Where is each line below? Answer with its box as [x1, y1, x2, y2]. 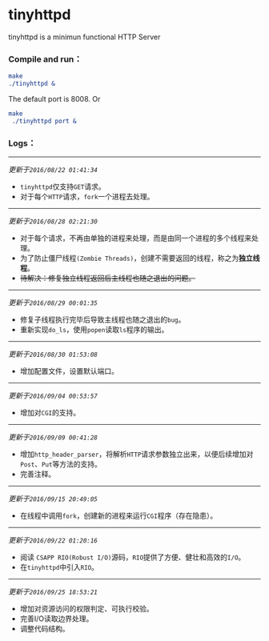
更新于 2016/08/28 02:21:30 [8, 216, 98, 226]
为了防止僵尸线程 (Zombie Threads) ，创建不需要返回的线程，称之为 [19, 254, 239, 263]
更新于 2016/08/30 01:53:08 [8, 350, 98, 359]
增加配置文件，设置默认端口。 [19, 367, 118, 376]
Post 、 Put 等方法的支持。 [19, 459, 102, 469]
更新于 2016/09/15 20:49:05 [8, 494, 98, 503]
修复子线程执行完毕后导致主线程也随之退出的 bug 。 [19, 314, 186, 325]
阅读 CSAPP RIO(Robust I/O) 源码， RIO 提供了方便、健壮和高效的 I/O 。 [19, 552, 246, 562]
